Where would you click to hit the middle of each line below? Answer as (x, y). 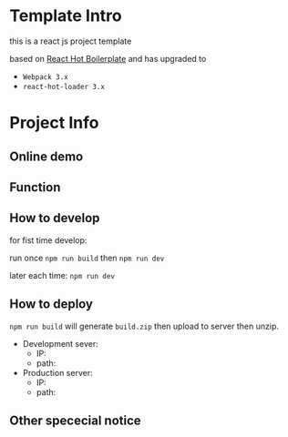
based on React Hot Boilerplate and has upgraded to (108, 58)
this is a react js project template (71, 41)
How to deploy (51, 305)
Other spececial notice (75, 420)
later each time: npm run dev (62, 275)
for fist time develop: (48, 240)
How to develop (55, 218)
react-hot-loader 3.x (63, 86)
